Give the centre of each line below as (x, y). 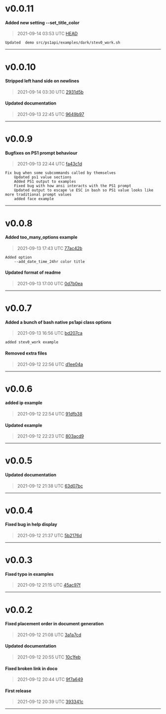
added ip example (24, 403)
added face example (34, 199)
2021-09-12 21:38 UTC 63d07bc (50, 486)
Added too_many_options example (41, 237)
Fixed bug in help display (31, 524)
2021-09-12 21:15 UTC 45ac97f (49, 585)
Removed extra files (26, 353)
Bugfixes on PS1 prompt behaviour (41, 153)
